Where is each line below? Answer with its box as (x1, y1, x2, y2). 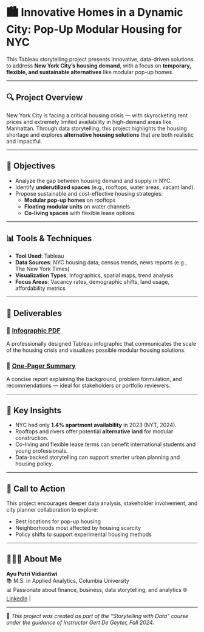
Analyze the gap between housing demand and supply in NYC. (15, 177, 172, 184)
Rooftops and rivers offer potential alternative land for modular (15, 428, 174, 435)
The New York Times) (15, 266, 70, 273)
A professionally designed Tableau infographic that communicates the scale (6, 340, 196, 348)
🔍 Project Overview (6, 92, 83, 103)
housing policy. (15, 460, 53, 467)
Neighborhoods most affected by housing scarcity (15, 524, 141, 531)
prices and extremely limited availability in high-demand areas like (6, 118, 172, 125)
